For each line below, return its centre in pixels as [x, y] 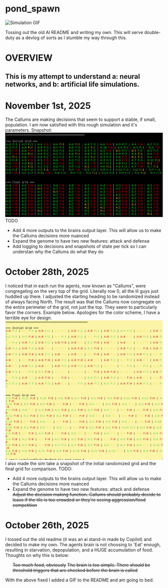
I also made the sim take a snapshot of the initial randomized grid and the [81, 463]
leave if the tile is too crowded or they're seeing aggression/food [79, 500]
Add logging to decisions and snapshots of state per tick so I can [79, 246]
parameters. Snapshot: [29, 130]
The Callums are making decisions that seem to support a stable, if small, [80, 120]
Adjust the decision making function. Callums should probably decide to [86, 494]
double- [152, 32]
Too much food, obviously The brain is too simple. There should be [81, 565]
